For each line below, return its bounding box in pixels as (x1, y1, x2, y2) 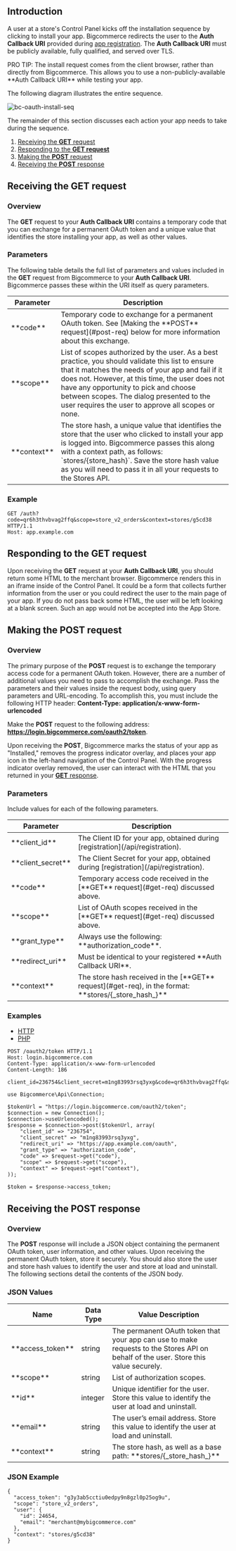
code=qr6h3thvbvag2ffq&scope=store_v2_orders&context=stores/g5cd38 (7, 517, 212, 524)
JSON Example (7, 1472, 60, 1482)
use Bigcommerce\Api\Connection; (7, 1091, 105, 1098)
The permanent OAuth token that (112, 1326, 221, 1336)
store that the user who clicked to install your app (60, 429, 223, 439)
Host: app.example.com (7, 529, 74, 536)
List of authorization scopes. (112, 1373, 206, 1383)
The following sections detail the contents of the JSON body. (7, 1269, 184, 1278)
